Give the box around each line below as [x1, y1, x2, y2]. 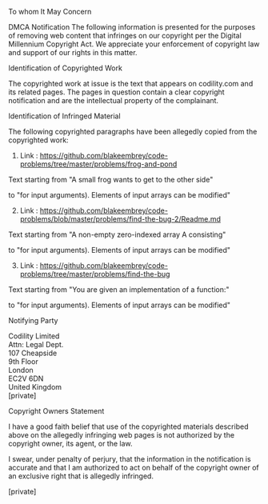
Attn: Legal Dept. [8, 340, 64, 349]
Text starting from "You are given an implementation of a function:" [8, 285, 230, 294]
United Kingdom [8, 382, 62, 391]
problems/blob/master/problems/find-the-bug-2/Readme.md [19, 214, 222, 223]
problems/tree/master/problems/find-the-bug [19, 270, 170, 278]
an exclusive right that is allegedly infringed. [8, 471, 154, 481]
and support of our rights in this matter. [8, 48, 138, 57]
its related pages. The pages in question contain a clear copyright [8, 87, 226, 97]
